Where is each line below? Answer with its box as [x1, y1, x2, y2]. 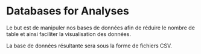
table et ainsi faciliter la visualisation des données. [6, 30, 132, 37]
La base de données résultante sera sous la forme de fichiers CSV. [6, 42, 172, 49]
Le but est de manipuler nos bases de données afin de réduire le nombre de [6, 24, 195, 31]
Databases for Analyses [6, 4, 130, 18]
